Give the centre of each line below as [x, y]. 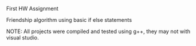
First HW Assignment [32, 9]
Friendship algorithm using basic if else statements [69, 20]
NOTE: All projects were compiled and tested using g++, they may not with [98, 31]
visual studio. [22, 37]
